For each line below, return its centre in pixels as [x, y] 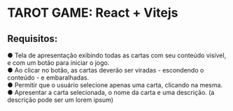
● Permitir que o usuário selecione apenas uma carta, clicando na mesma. [115, 85]
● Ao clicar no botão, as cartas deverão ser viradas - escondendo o [106, 70]
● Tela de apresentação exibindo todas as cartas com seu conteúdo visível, [117, 55]
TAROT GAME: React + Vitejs [93, 13]
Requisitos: [33, 39]
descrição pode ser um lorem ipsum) [61, 100]
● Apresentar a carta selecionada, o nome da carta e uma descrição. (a [111, 92]
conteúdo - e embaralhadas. [48, 77]
